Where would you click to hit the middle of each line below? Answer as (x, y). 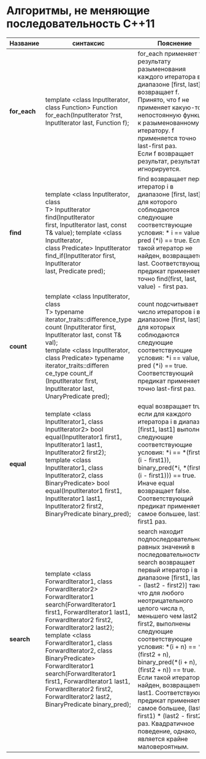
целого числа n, (161, 608)
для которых (156, 327)
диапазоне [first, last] (169, 84)
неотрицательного (165, 600)
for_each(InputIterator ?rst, (84, 115)
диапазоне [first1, (164, 577)
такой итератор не (165, 248)
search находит (161, 531)
